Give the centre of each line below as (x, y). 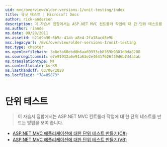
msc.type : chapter (24, 47)
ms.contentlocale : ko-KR (31, 66)
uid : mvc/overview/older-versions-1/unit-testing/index (65, 10)
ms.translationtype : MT (30, 61)
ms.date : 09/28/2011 (27, 33)
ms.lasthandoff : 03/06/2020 (35, 71)
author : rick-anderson (29, 19)
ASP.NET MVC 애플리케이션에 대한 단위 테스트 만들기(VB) (70, 139)
